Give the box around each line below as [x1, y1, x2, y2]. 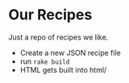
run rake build [19, 56, 70, 66]
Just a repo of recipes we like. [8, 32, 109, 42]
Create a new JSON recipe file [19, 48, 121, 57]
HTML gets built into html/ [19, 64, 107, 74]
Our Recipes [8, 6, 93, 24]
